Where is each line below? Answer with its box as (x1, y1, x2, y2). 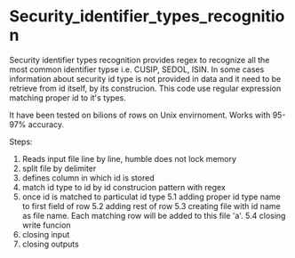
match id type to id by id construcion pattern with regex (21, 181, 227, 192)
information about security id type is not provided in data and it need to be (9, 73, 282, 84)
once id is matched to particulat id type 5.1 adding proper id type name (21, 191, 282, 202)
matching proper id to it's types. (9, 92, 127, 103)
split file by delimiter (21, 163, 97, 173)
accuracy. (28, 118, 65, 130)
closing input (21, 229, 70, 239)
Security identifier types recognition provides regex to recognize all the (9, 54, 270, 65)
